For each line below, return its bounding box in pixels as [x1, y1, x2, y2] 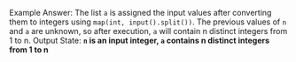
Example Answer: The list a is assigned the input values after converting [9, 8, 272, 17]
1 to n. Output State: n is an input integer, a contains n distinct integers [9, 35, 270, 45]
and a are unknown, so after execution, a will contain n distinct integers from [9, 26, 288, 36]
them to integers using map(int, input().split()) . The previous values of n [9, 17, 287, 27]
